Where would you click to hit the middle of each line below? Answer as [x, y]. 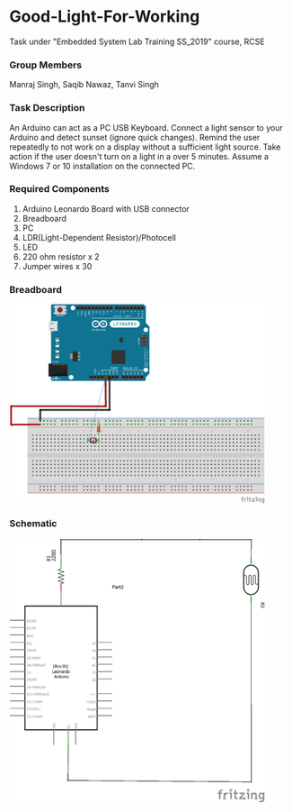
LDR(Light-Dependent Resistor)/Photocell [99, 237]
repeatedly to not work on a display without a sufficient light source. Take [145, 147]
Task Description [47, 108]
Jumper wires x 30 [57, 266]
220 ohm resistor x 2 [61, 256]
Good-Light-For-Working [105, 17]
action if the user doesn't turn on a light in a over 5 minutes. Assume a [139, 156]
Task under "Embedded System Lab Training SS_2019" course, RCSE [137, 41]
